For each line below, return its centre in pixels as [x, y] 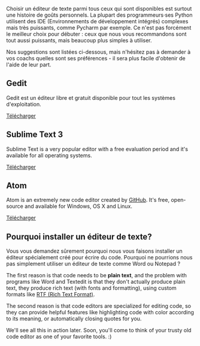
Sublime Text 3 [35, 135]
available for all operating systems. [49, 155]
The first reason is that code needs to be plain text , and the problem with [97, 275]
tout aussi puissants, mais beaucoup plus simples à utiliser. [79, 40]
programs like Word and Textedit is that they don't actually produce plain [96, 282]
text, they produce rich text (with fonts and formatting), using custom [91, 288]
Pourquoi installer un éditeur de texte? [79, 236]
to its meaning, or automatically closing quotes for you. [74, 319]
